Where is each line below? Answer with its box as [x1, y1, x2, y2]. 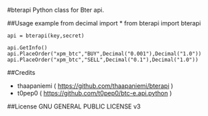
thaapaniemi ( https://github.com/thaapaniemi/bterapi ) [17, 82, 174, 90]
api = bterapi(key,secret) [7, 32, 85, 39]
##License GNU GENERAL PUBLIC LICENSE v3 [7, 102, 141, 111]
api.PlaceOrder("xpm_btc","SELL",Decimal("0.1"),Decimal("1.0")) [7, 56, 198, 63]
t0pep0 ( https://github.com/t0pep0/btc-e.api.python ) [17, 89, 172, 97]
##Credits [7, 69, 36, 76]
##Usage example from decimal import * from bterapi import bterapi [7, 19, 201, 27]
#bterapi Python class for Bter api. [7, 6, 105, 14]
